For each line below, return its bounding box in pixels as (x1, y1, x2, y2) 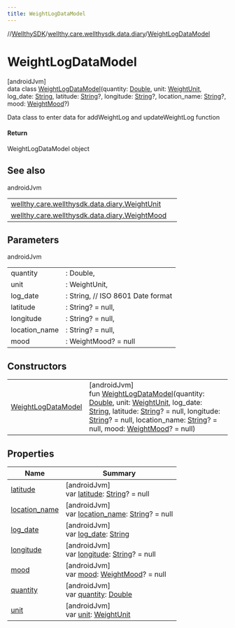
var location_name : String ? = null (65, 509, 173, 519)
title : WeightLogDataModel (7, 10, 86, 17)
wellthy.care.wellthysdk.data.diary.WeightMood (10, 210, 167, 220)
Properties (7, 448, 55, 459)
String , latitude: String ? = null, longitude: (89, 406, 220, 416)
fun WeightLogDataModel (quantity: (89, 389, 205, 399)
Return (7, 129, 28, 137)
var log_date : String (65, 529, 129, 539)
